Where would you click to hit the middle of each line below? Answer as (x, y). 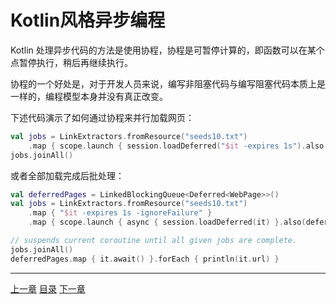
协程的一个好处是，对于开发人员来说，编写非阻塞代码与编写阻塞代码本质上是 (168, 83)
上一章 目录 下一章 (48, 288)
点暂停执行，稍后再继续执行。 (71, 62)
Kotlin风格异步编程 (88, 20)
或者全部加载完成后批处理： (67, 175)
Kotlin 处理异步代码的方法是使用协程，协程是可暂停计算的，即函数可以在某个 (167, 50)
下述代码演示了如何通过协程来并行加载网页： (102, 117)
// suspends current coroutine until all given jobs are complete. (154, 241)
